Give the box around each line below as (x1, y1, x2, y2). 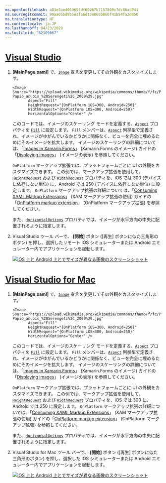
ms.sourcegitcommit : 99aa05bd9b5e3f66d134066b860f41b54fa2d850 (5, 12, 139, 17)
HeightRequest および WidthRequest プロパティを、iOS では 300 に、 (12, 397, 151, 403)
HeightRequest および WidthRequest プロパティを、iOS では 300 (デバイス (12, 175, 162, 181)
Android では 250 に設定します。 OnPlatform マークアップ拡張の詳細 (12, 403, 152, 409)
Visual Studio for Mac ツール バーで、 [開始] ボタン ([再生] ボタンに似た (12, 449, 158, 455)
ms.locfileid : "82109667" (5, 30, 58, 35)
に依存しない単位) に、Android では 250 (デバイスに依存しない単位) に (12, 181, 156, 187)
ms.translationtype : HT (5, 16, 55, 21)
